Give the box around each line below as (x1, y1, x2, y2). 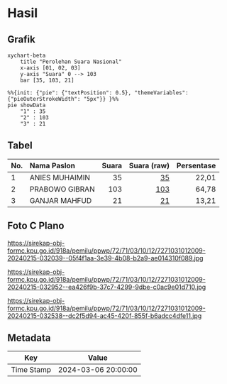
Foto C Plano (7, 220, 65, 232)
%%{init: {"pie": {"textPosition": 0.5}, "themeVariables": (7, 89, 189, 97)
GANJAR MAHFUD (29, 195, 92, 205)
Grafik (7, 33, 35, 45)
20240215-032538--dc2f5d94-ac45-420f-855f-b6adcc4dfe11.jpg (7, 311, 202, 320)
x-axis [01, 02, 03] (20, 65, 81, 72)
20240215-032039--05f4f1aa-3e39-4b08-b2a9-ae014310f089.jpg (7, 253, 204, 262)
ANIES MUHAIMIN (29, 172, 91, 182)
